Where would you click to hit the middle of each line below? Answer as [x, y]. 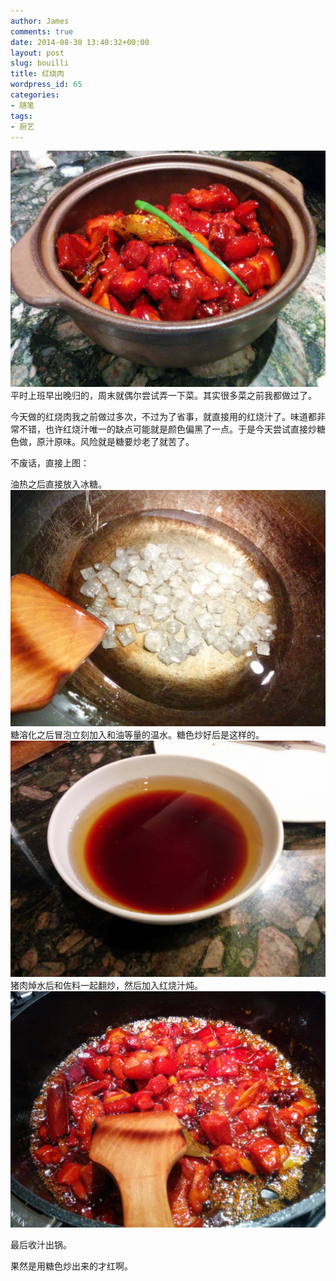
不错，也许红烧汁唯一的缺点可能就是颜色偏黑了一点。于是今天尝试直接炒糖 [172, 429]
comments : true [42, 31]
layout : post [37, 53]
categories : [35, 95]
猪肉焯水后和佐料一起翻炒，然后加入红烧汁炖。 [106, 986]
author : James [40, 21]
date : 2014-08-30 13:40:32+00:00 [80, 42]
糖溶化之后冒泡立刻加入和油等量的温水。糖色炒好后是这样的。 [137, 735]
